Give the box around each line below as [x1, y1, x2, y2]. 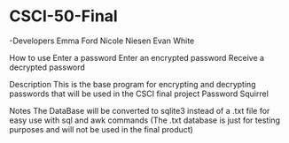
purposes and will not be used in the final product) [9, 124, 193, 134]
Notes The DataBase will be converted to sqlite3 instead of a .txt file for [9, 105, 270, 116]
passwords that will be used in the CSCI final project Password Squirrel [9, 88, 269, 99]
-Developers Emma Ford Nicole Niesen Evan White [9, 35, 195, 46]
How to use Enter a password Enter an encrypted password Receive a [9, 52, 264, 63]
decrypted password [9, 62, 86, 72]
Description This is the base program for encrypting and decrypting [9, 79, 256, 89]
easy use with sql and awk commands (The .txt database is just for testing [9, 115, 281, 125]
